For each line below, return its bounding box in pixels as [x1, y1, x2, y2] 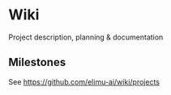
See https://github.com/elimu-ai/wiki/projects [8, 76, 160, 86]
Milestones [8, 56, 66, 69]
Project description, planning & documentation [8, 32, 164, 42]
